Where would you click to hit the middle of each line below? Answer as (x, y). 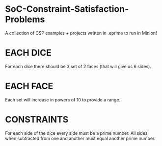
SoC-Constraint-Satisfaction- (67, 9)
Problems (25, 19)
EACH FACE (29, 86)
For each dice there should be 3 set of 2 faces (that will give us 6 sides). (78, 66)
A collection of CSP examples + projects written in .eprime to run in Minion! (81, 33)
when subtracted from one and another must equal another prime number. (80, 138)
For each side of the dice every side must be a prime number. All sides (76, 133)
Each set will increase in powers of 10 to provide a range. (63, 99)
